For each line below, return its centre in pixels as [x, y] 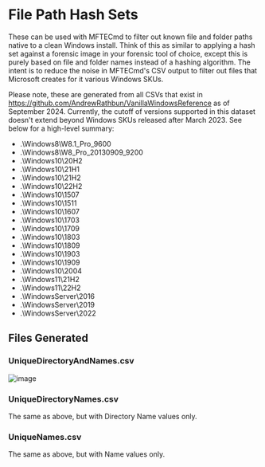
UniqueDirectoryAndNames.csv [71, 361]
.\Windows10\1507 [49, 194]
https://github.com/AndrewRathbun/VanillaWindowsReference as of [119, 103]
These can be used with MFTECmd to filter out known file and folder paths [131, 37]
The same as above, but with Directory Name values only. [103, 416]
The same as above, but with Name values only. [87, 454]
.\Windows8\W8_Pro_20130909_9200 [81, 152]
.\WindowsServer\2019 [57, 304]
